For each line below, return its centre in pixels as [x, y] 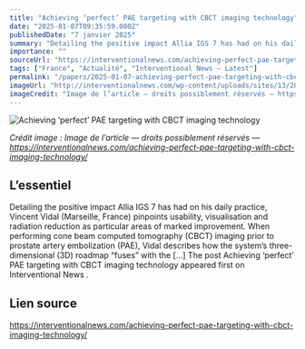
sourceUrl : [30, 60]
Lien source [43, 303]
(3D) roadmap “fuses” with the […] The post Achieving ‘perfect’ [175, 255]
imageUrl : [28, 85]
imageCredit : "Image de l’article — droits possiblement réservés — [142, 94]
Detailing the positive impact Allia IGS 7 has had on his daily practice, [138, 207]
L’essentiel [40, 185]
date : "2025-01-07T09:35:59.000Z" [75, 26]
